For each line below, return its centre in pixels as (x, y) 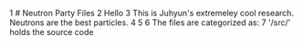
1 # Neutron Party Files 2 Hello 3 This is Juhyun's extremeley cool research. (152, 13)
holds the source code (52, 32)
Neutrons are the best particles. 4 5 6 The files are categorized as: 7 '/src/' (150, 22)
